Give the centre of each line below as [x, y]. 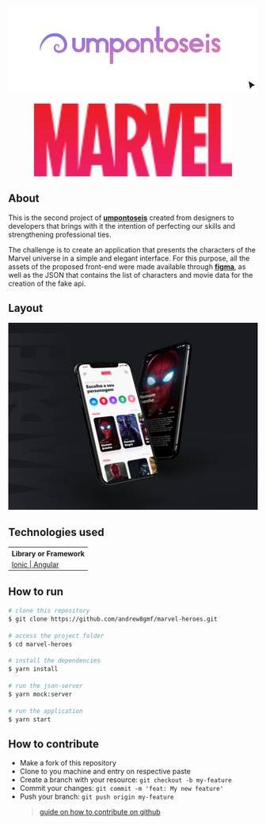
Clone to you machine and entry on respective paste [105, 772]
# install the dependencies [55, 661]
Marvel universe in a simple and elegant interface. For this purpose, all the [129, 258]
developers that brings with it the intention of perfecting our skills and [122, 226]
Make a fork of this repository [68, 763]
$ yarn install [33, 669]
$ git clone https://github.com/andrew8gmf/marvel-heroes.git [113, 619]
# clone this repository [49, 611]
